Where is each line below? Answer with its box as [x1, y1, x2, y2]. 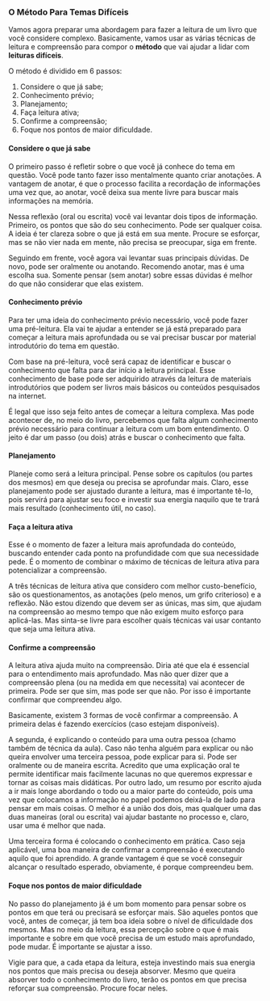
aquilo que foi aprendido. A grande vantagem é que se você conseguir [8, 854, 243, 864]
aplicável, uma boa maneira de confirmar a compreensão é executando [8, 845, 245, 855]
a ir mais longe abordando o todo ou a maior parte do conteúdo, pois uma [8, 787, 254, 796]
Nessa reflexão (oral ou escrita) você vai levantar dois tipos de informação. [8, 211, 258, 221]
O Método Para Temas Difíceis [8, 6, 129, 18]
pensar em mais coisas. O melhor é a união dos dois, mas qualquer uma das [8, 804, 262, 813]
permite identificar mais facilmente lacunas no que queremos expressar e [8, 769, 253, 779]
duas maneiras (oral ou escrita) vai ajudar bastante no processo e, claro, [8, 812, 249, 822]
